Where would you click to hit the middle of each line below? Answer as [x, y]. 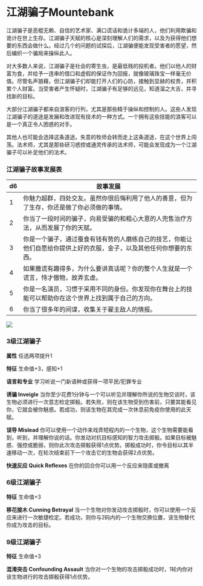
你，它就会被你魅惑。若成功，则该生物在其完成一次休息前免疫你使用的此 [96, 409]
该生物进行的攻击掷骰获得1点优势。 [50, 577]
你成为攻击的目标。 [30, 525]
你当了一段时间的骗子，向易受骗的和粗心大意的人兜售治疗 [105, 219]
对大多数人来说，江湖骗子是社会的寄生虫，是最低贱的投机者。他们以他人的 [99, 66]
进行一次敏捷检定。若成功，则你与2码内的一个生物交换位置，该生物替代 [106, 517]
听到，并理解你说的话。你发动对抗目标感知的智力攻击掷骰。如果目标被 [104, 437]
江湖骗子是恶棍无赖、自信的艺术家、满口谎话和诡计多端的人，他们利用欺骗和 [101, 30]
